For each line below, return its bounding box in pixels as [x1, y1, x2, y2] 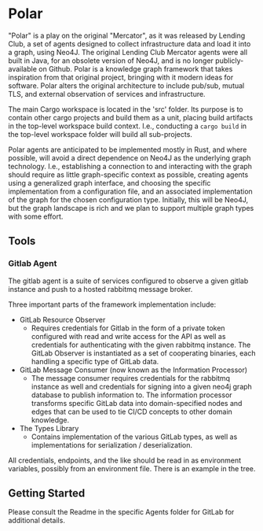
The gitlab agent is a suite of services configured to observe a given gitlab [8, 276, 249, 286]
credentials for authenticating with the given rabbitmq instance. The [31, 340, 251, 349]
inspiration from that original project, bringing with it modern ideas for [8, 72, 234, 82]
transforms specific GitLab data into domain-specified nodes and [31, 398, 243, 407]
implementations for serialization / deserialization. [31, 440, 193, 449]
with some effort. [8, 212, 64, 221]
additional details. [8, 516, 65, 525]
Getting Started [8, 487, 86, 500]
